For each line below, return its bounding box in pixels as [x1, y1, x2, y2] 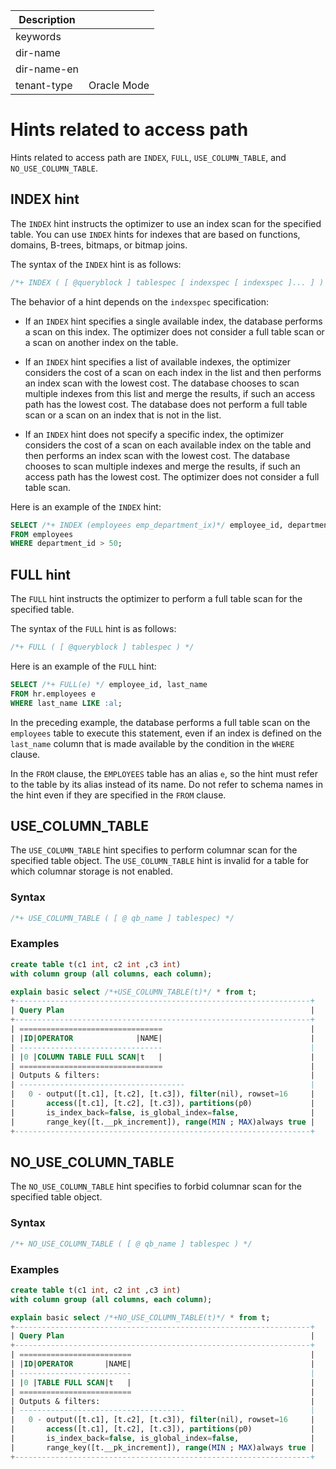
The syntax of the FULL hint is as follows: [10, 623, 177, 635]
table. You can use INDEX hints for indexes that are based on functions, [10, 228, 301, 240]
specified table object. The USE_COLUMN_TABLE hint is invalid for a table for [10, 855, 310, 867]
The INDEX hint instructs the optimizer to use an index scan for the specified [10, 217, 322, 229]
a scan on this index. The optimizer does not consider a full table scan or [24, 325, 325, 338]
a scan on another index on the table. [24, 336, 179, 348]
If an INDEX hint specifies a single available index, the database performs [24, 315, 323, 327]
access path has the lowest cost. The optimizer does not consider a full [24, 470, 320, 483]
